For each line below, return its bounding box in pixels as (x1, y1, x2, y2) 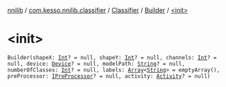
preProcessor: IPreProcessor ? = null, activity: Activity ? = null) (7, 72, 211, 80)
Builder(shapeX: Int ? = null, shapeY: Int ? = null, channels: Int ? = (7, 54, 217, 61)
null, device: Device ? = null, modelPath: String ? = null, (7, 60, 186, 67)
